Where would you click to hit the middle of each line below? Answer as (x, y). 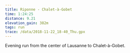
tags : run (15, 27)
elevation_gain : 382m (27, 23)
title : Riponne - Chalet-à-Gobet (39, 9)
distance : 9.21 (20, 18)
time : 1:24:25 (19, 14)
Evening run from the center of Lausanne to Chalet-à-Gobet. (65, 46)
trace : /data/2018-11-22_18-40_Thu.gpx (45, 32)
